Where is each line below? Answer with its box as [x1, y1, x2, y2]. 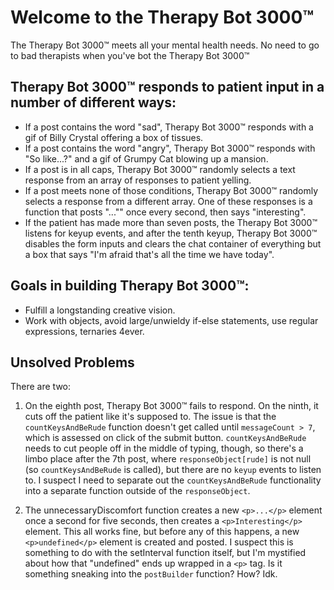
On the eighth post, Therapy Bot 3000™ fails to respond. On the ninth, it [24, 400, 319, 412]
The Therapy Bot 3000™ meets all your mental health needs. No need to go [10, 39, 320, 51]
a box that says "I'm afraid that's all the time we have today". [24, 248, 275, 260]
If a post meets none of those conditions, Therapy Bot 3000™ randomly [24, 184, 319, 196]
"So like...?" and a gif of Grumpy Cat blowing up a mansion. [24, 152, 269, 165]
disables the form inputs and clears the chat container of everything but [24, 237, 322, 250]
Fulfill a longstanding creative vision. [24, 304, 176, 316]
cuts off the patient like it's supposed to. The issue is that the [24, 411, 277, 423]
